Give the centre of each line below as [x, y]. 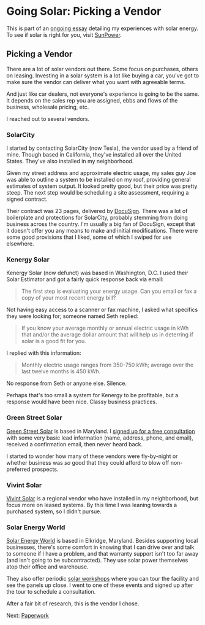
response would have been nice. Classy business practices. [82, 402]
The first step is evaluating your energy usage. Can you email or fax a [109, 291]
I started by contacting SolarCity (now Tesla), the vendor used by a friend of [102, 148]
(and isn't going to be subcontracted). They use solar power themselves [97, 561]
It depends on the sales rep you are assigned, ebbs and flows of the [92, 100]
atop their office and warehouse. [47, 567]
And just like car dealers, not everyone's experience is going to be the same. [103, 94]
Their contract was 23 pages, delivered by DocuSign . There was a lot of [97, 211]
